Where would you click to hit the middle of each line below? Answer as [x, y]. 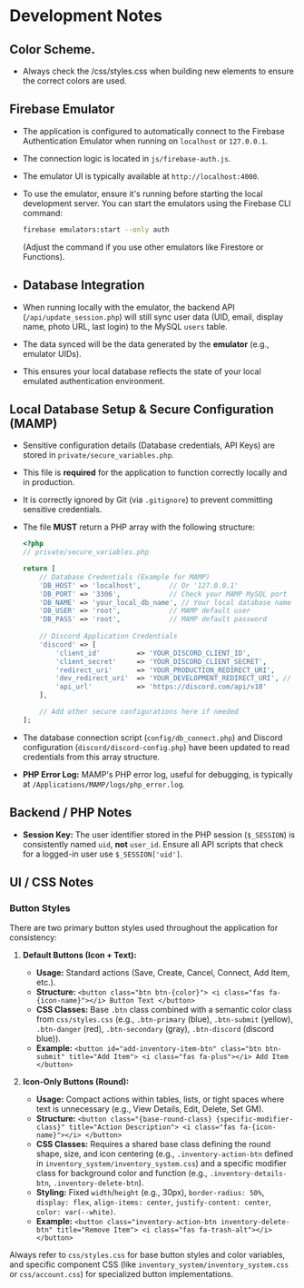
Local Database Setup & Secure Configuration [142, 409]
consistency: [33, 937]
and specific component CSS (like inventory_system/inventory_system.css [149, 1264]
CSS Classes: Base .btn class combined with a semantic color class [164, 1010]
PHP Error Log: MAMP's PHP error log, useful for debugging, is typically [157, 774]
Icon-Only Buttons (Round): [76, 1082]
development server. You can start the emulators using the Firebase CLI [157, 203]
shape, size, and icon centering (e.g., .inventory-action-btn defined [164, 1154]
